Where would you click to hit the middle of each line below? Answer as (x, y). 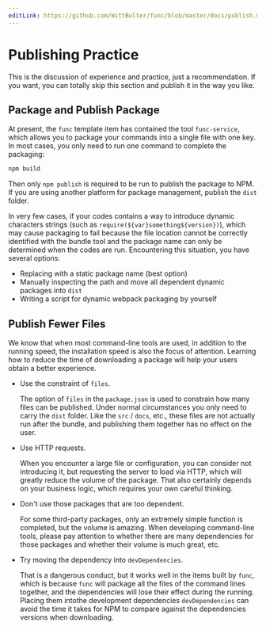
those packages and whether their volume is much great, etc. (120, 544)
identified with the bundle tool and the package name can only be (115, 242)
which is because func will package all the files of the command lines (132, 584)
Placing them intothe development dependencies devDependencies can (134, 601)
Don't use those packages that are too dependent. (102, 504)
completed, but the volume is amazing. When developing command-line (137, 528)
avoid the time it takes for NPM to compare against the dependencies (133, 609)
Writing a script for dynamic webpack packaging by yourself (118, 299)
